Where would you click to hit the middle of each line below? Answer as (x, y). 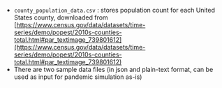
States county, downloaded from (61, 17)
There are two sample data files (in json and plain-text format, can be (113, 69)
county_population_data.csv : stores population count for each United (114, 10)
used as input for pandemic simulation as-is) (78, 77)
